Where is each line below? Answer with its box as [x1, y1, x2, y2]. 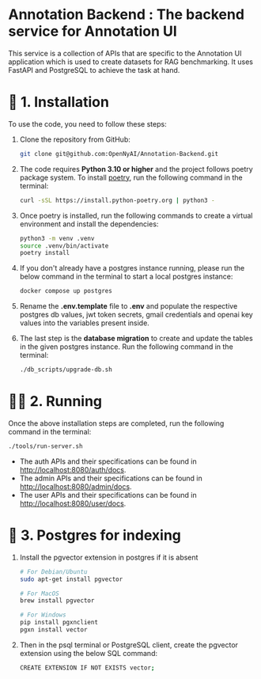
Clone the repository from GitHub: [19, 135, 130, 144]
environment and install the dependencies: [19, 219, 159, 229]
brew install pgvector [19, 597, 95, 605]
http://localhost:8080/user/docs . [19, 499, 127, 508]
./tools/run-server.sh [8, 442, 83, 450]
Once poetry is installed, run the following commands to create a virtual [19, 211, 253, 220]
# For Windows [19, 611, 66, 619]
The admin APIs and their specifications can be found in [19, 473, 203, 483]
